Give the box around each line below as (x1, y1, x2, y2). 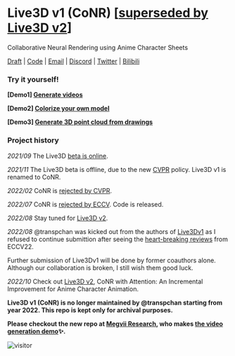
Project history (7, 135, 59, 145)
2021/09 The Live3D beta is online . (7, 152, 109, 160)
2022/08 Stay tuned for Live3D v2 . (7, 214, 108, 222)
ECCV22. (7, 242, 34, 251)
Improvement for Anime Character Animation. (7, 284, 139, 293)
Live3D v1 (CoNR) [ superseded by (7, 5, 209, 21)
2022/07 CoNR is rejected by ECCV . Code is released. (7, 200, 164, 209)
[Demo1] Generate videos (7, 90, 83, 99)
